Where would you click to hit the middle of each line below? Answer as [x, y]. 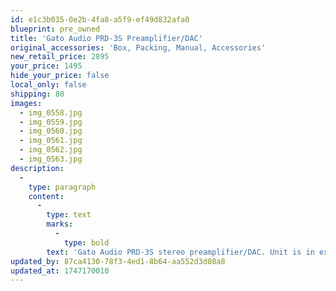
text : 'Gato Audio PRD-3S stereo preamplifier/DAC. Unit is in [180, 252]
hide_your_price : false [60, 76]
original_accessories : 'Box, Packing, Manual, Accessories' [138, 47]
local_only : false [48, 85]
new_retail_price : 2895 [60, 57]
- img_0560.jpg [51, 131]
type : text [69, 215]
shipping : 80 [37, 94]
